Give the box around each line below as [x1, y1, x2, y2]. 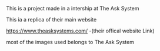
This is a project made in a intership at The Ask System [6, 5, 139, 12]
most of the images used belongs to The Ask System [6, 39, 134, 45]
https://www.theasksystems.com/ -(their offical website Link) [6, 27, 155, 34]
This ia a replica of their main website [6, 16, 97, 23]
